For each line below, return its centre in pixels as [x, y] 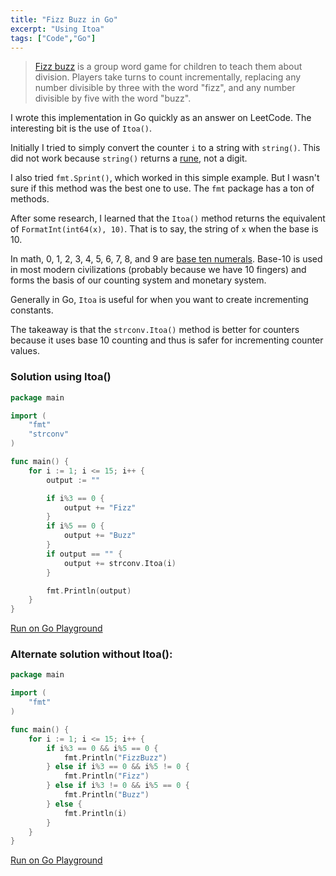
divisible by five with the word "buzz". [113, 98]
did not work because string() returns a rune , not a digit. [129, 158]
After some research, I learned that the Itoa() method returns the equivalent [168, 218]
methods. [30, 199]
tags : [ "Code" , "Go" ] [53, 38]
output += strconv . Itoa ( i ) [120, 563]
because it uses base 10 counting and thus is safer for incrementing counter [167, 340]
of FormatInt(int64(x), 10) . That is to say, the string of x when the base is [164, 229]
